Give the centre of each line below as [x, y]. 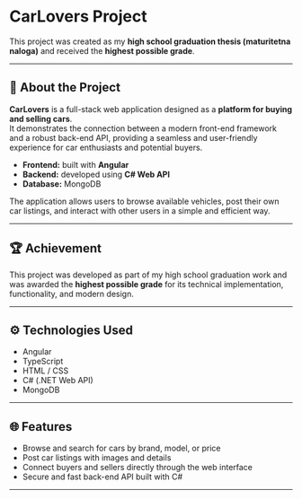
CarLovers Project [79, 17]
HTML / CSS [45, 371]
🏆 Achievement [55, 249]
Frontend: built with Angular [75, 164]
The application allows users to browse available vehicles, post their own [144, 201]
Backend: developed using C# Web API [96, 174]
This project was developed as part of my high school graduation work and [148, 275]
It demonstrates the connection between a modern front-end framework [143, 128]
